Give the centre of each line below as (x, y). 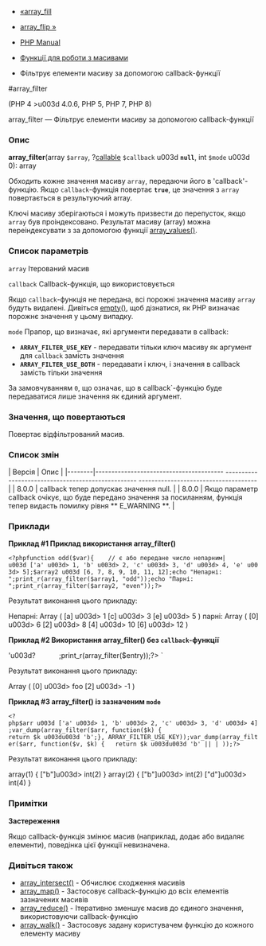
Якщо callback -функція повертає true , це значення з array (140, 189)
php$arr (21, 723)
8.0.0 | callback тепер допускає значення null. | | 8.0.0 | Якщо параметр (138, 489)
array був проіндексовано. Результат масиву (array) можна (110, 222)
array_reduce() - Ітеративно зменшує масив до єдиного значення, (132, 908)
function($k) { (136, 730)
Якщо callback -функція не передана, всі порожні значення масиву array (132, 299)
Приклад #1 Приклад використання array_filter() (92, 543)
